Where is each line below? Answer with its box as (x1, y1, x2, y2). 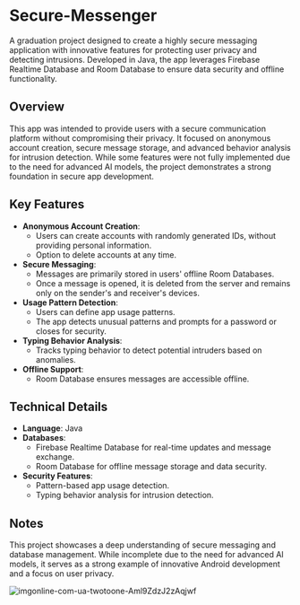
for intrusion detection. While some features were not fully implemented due (9, 152, 291, 162)
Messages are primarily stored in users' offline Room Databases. (35, 268, 275, 279)
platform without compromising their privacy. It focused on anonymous (9, 132, 271, 144)
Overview (9, 100, 65, 115)
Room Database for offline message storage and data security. (35, 461, 267, 472)
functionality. (9, 73, 58, 83)
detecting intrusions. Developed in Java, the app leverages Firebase (9, 54, 261, 65)
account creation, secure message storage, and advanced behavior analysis (9, 142, 291, 153)
